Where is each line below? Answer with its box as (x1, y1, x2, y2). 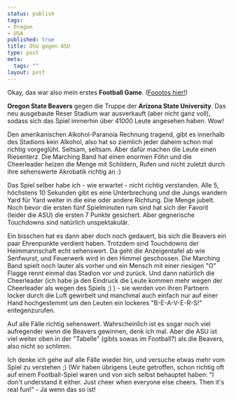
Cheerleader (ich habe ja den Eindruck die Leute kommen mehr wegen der (7, 276, 223, 284)
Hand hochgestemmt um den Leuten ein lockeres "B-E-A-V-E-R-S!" (7, 298, 202, 307)
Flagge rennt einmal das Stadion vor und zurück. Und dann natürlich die (7, 269, 215, 277)
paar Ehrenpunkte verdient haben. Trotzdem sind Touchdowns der (7, 239, 199, 247)
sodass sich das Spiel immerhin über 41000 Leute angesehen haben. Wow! (7, 116, 224, 125)
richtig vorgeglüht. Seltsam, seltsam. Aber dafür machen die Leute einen (7, 145, 216, 153)
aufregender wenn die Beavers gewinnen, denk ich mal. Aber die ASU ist (7, 327, 217, 335)
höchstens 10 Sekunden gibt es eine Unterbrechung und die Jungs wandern (7, 188, 228, 197)
